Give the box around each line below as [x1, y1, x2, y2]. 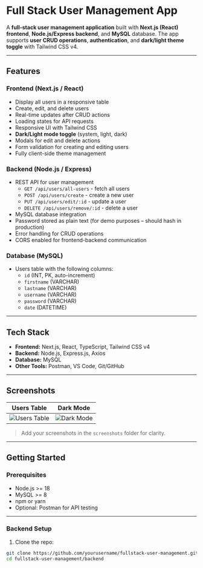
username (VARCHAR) [24, 291, 77, 299]
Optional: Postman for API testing [14, 504, 98, 511]
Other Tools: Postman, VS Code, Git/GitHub [14, 363, 125, 370]
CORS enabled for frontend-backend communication [14, 236, 147, 243]
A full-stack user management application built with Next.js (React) [6, 24, 179, 31]
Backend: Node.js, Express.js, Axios [14, 349, 106, 357]
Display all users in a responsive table [14, 98, 109, 105]
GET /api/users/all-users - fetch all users [24, 185, 130, 192]
